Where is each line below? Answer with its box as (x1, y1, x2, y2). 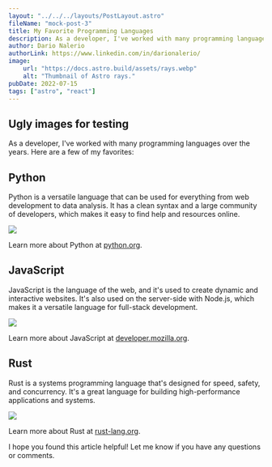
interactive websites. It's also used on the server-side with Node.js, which (8, 293, 255, 304)
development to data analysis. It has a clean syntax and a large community (8, 201, 257, 210)
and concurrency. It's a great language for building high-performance (8, 386, 240, 397)
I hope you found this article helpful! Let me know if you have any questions (8, 442, 261, 452)
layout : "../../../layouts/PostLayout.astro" (8, 11, 164, 20)
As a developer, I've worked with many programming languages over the (8, 138, 251, 148)
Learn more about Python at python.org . (8, 240, 143, 249)
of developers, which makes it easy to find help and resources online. (8, 210, 240, 219)
